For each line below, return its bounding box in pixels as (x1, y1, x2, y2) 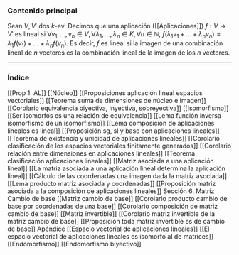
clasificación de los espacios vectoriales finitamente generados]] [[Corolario (7, 141, 232, 151)
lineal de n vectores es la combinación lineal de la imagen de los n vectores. (7, 48, 230, 57)
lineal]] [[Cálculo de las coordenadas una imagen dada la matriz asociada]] (7, 172, 228, 180)
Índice (7, 72, 30, 82)
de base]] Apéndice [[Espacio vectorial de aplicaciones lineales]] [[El (7, 224, 210, 233)
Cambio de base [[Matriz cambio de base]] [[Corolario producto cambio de (7, 195, 228, 203)
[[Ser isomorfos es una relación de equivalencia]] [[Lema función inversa (7, 112, 222, 120)
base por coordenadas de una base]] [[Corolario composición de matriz (7, 202, 218, 211)
